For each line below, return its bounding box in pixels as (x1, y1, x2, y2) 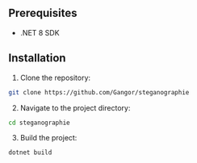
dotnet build (8, 148, 52, 157)
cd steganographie (8, 119, 70, 127)
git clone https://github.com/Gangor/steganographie (8, 88, 190, 96)
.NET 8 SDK (19, 27, 60, 37)
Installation (8, 52, 66, 65)
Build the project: (19, 133, 78, 143)
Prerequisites (8, 6, 78, 20)
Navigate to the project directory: (19, 102, 131, 112)
